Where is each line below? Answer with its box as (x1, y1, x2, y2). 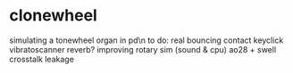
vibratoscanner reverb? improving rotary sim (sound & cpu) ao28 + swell (9, 44, 277, 54)
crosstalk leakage (9, 53, 74, 64)
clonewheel (9, 5, 98, 26)
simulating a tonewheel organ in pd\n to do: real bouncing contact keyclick (9, 35, 284, 45)
